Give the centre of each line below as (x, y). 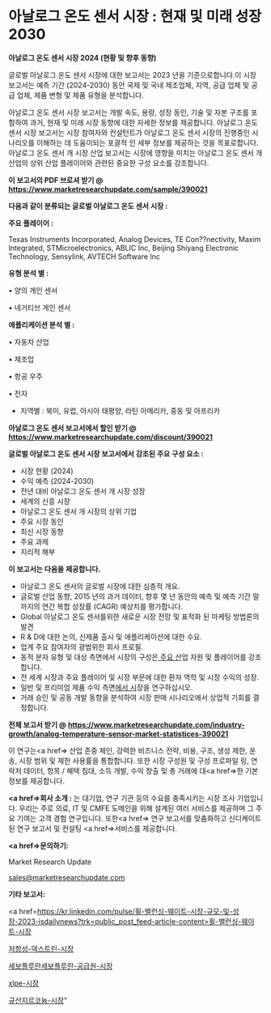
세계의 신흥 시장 (45, 501)
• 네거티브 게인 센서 (40, 307)
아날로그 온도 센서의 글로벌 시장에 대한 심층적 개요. (100, 586)
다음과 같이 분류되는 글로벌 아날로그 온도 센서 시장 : (88, 206)
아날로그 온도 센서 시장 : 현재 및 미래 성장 (135, 17)
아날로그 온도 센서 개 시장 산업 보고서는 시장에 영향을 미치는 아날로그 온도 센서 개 (135, 153)
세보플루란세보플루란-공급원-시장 (61, 966)
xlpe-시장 (23, 983)
